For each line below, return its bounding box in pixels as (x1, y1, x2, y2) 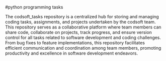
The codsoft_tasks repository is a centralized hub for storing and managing (5, 14, 159, 19)
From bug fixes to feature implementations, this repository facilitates (5, 40, 145, 46)
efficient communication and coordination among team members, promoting (5, 45, 162, 51)
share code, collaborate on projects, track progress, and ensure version (5, 30, 152, 35)
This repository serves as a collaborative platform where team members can (5, 24, 162, 30)
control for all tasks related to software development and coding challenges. (5, 34, 162, 40)
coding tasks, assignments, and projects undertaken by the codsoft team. (5, 19, 156, 25)
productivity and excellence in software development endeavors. (5, 50, 138, 56)
